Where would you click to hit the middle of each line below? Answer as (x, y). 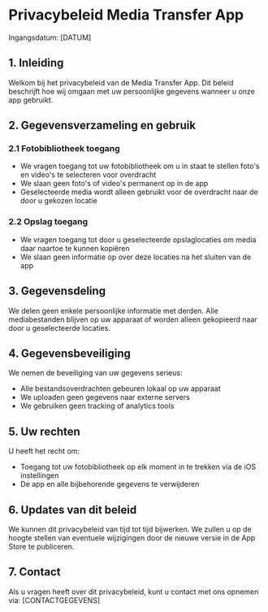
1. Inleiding (36, 63)
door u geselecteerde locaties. (60, 328)
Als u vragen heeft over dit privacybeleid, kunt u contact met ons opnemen (134, 592)
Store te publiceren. (41, 546)
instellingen (39, 475)
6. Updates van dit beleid (73, 510)
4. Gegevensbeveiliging (70, 353)
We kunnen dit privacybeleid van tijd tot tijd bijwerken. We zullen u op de (130, 529)
